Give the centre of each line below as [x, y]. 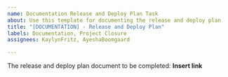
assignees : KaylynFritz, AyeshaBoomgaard [69, 40]
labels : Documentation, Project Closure [67, 33]
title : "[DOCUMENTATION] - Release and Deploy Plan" [86, 27]
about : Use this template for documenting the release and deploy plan [114, 20]
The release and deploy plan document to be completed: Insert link [105, 66]
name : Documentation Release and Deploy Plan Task [83, 14]
